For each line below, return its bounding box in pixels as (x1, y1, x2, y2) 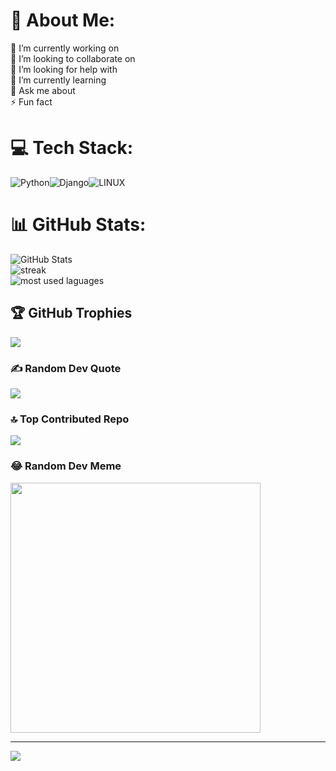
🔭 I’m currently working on (10, 42, 120, 54)
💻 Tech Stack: (10, 137, 134, 159)
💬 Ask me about (10, 84, 76, 96)
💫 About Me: (10, 9, 116, 32)
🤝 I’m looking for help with (10, 63, 118, 75)
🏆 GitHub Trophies (10, 305, 133, 322)
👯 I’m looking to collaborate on (10, 52, 136, 64)
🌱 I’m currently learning (10, 74, 107, 86)
